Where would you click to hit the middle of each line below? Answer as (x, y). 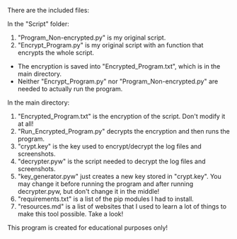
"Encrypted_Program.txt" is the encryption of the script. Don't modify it (121, 116)
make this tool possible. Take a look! (70, 214)
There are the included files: (48, 10)
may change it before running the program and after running (105, 184)
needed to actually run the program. (70, 89)
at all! (25, 124)
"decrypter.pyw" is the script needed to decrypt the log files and (112, 161)
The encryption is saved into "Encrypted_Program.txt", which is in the (119, 66)
